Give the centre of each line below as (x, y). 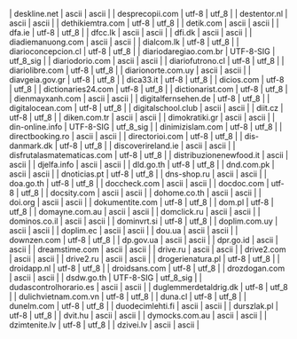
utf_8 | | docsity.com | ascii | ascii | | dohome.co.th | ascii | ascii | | (141, 193)
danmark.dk (31, 146)
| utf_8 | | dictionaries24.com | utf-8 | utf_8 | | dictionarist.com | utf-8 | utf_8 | (148, 89)
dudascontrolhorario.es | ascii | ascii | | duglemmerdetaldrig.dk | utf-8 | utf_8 (148, 287)
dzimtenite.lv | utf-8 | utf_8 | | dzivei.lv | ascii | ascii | (104, 325)
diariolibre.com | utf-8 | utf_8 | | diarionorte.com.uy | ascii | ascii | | (130, 70)
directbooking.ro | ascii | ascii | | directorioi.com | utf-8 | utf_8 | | (126, 136)
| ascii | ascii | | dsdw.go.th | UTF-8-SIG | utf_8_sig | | (106, 278)
